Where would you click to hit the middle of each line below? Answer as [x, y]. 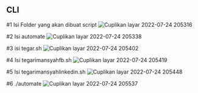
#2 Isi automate [26, 36]
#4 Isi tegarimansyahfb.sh [39, 60]
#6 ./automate [24, 83]
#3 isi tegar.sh [24, 48]
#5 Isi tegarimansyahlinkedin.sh [46, 72]
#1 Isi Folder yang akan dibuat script [52, 24]
